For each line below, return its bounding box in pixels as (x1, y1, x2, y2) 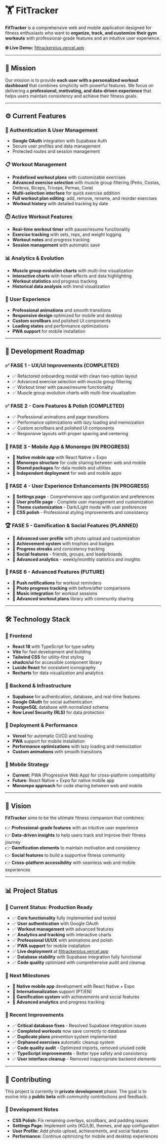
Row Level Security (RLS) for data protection (12, 709, 105, 715)
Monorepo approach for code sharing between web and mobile (12, 783, 143, 789)
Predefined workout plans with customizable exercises (12, 174, 126, 180)
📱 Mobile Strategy (5, 761, 49, 768)
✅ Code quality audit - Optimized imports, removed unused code (12, 1045, 146, 1051)
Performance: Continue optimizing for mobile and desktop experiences (12, 1133, 158, 1139)
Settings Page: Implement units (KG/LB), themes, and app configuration (12, 1122, 159, 1129)
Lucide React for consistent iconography (12, 665, 96, 671)
